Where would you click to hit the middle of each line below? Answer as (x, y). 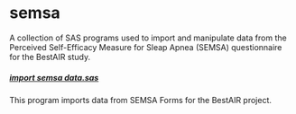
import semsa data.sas (54, 77)
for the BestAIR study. (50, 57)
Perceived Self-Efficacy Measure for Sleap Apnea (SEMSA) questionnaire (146, 47)
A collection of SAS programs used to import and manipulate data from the (148, 38)
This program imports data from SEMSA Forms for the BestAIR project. (141, 100)
